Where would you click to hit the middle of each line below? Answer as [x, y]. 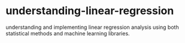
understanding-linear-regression [90, 11]
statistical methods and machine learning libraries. [68, 33]
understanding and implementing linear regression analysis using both [92, 27]
